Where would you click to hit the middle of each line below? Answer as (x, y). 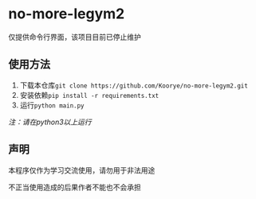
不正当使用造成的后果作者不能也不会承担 (75, 187)
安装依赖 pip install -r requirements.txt (89, 95)
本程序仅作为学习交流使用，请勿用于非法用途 (82, 170)
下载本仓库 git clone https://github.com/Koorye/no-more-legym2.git (134, 85)
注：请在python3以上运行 (50, 122)
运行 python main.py (52, 105)
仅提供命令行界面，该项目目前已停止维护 (75, 37)
